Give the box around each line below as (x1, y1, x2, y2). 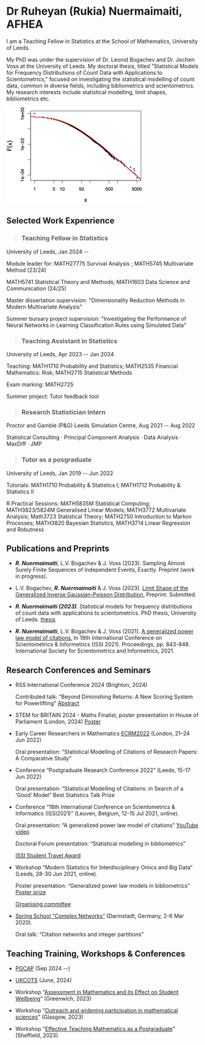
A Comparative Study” (15, 755, 72, 762)
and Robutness (6, 525, 45, 533)
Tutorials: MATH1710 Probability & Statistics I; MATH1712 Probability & (6, 481, 181, 489)
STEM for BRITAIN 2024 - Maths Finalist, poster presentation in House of (15, 711, 199, 719)
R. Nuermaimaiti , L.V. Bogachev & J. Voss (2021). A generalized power (15, 627, 194, 635)
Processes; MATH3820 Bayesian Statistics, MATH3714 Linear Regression (6, 519, 191, 526)
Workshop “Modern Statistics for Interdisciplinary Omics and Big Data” (15, 864, 193, 871)
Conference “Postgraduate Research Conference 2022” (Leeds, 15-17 (15, 766, 191, 774)
